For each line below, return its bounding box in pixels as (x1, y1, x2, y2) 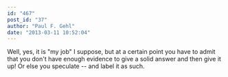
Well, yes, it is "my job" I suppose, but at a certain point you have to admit (7, 48, 216, 56)
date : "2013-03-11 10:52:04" (7, 29, 91, 36)
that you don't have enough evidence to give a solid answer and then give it (7, 55, 222, 63)
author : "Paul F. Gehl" (7, 22, 76, 29)
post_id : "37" (7, 16, 48, 23)
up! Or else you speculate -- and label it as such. (7, 62, 146, 70)
